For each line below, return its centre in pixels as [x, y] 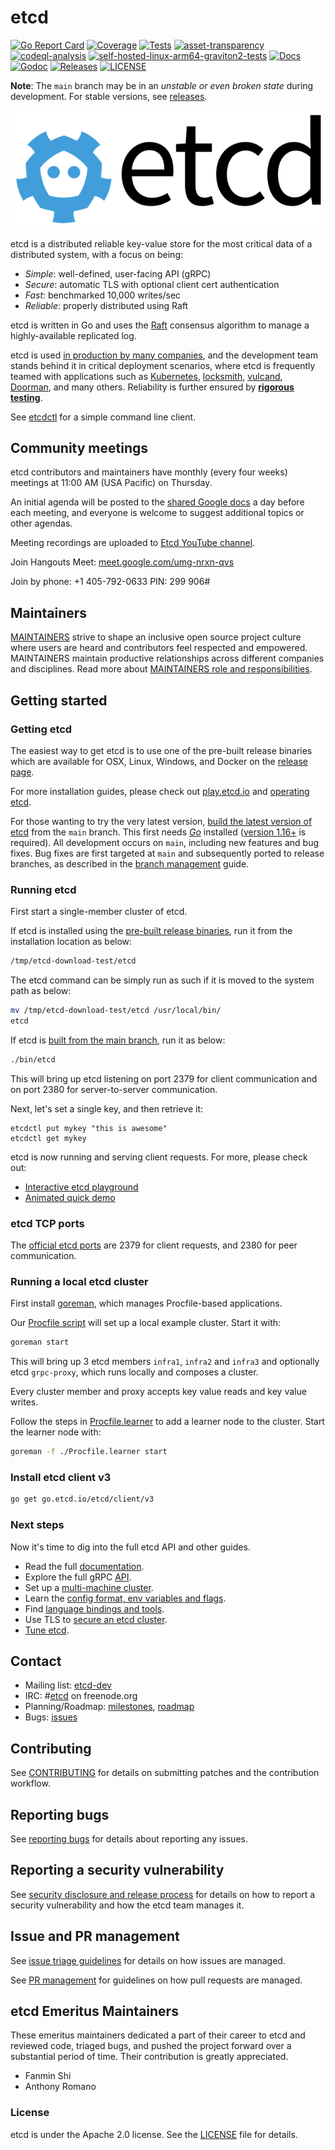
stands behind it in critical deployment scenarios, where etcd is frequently [163, 365]
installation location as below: [71, 942]
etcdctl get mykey [48, 1138]
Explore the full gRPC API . [78, 1577]
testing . [26, 397]
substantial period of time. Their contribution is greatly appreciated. [149, 2057]
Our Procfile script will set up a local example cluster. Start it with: [146, 1323]
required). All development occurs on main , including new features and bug [165, 842]
